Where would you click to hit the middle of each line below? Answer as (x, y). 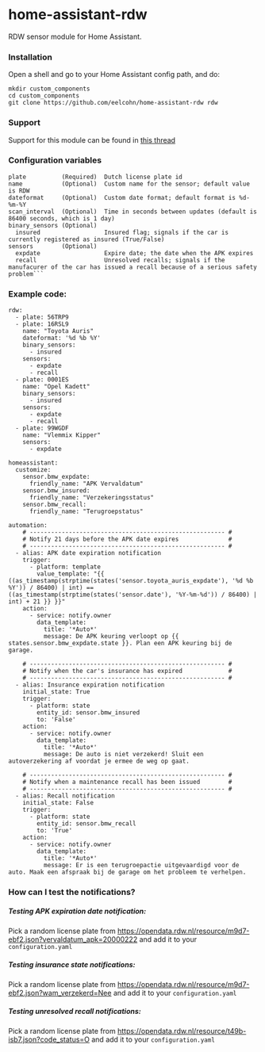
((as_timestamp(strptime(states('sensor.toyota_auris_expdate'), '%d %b (131, 581)
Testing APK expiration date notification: (77, 911)
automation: (28, 526)
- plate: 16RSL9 (42, 324)
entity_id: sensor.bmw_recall (86, 824)
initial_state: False (58, 803)
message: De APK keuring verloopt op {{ (111, 637)
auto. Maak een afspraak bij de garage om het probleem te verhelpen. (127, 872)
